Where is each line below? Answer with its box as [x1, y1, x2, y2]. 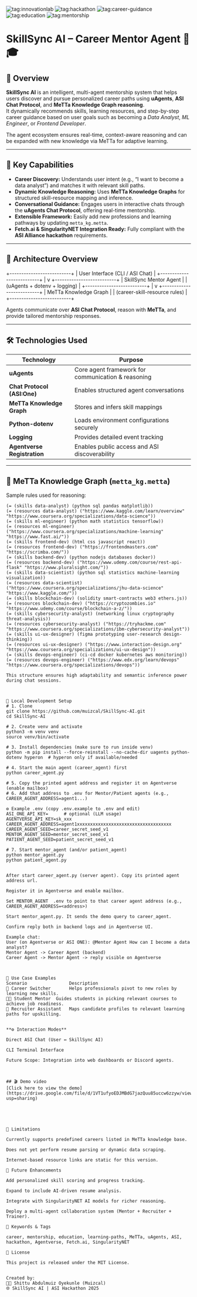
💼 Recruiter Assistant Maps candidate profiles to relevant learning [6, 1006, 185, 1012]
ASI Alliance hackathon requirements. [14, 232, 108, 239]
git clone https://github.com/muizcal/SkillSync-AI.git [6, 709, 145, 714]
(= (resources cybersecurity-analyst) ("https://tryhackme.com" [6, 621, 167, 627]
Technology [22, 355, 56, 364]
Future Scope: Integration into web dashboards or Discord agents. [6, 1058, 175, 1064]
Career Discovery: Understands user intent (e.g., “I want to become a [14, 175, 184, 182]
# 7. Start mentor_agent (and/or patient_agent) [6, 847, 127, 853]
